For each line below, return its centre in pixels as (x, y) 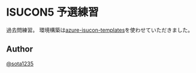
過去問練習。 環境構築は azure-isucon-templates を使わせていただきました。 (100, 30)
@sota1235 (20, 63)
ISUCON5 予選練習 (52, 12)
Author (19, 49)
